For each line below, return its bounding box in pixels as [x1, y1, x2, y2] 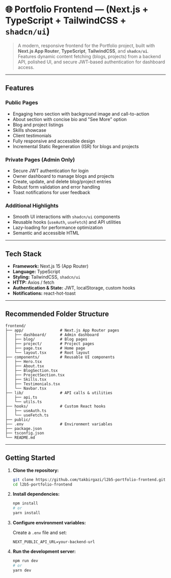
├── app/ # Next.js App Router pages [5, 328, 120, 333]
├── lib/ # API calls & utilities [5, 390, 113, 395]
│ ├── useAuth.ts [5, 408, 47, 413]
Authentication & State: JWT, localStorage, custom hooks [12, 285, 136, 291]
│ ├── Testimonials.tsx [5, 381, 60, 387]
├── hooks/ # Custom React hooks [5, 403, 106, 409]
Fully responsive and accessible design [12, 138, 96, 144]
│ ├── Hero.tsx [5, 359, 42, 364]
